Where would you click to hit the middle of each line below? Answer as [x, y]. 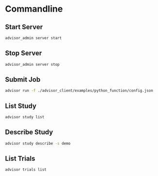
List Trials [20, 159]
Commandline [34, 9]
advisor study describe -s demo [38, 143]
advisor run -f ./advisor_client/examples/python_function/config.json [79, 91]
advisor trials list [26, 170]
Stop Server [24, 53]
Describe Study [29, 132]
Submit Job [23, 79]
